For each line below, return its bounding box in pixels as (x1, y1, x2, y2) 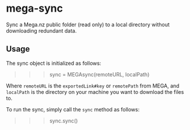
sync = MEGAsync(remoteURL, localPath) (49, 71, 150, 78)
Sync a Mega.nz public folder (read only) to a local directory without (6, 21, 170, 28)
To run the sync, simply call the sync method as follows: (6, 106, 140, 113)
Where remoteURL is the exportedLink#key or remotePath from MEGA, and (6, 82, 180, 89)
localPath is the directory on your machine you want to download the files (6, 88, 184, 95)
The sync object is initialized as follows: (6, 59, 101, 66)
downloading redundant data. (6, 27, 77, 34)
